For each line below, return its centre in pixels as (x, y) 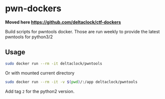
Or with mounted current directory (40, 73)
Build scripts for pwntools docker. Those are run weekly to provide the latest (82, 31)
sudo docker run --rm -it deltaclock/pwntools (54, 63)
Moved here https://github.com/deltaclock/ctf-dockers (63, 22)
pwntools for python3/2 (29, 37)
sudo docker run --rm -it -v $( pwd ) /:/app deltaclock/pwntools (71, 82)
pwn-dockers (33, 9)
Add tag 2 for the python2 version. (40, 91)
